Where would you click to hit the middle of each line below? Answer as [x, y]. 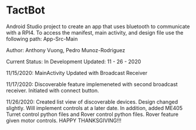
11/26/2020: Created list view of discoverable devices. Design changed [92, 102]
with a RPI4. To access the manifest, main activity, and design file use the [95, 32]
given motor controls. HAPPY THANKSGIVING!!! [64, 120]
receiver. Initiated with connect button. [53, 90]
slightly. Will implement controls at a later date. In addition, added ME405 [94, 108]
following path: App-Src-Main [42, 39]
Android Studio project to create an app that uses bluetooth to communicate [98, 26]
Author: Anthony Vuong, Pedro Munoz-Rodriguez [66, 50]
